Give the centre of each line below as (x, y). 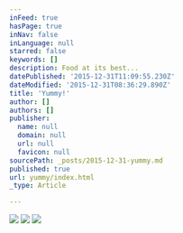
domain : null (42, 135)
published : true (40, 169)
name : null (38, 127)
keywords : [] (34, 60)
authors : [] (32, 110)
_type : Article (38, 186)
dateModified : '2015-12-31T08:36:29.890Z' (90, 85)
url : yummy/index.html (52, 177)
